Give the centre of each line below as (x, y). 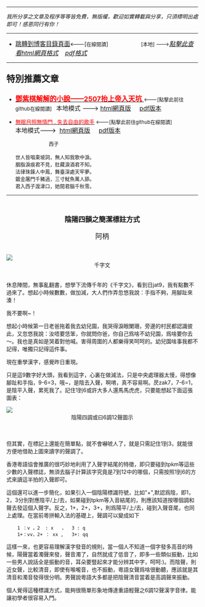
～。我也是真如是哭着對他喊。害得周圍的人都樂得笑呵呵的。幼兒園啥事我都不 (102, 341)
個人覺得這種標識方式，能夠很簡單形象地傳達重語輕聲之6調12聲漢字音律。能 (101, 590)
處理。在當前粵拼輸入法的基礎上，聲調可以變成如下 (75, 515)
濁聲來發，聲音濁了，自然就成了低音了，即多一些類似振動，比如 (118, 554)
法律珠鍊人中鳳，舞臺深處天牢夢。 (55, 172)
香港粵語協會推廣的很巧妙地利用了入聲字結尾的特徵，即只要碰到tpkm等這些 (101, 464)
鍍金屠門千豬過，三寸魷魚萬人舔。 (55, 179)
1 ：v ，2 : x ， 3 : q (51, 528)
